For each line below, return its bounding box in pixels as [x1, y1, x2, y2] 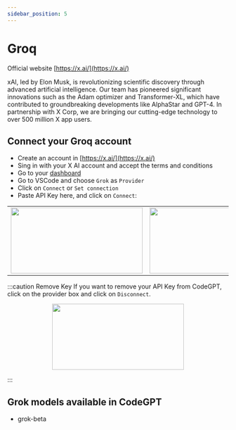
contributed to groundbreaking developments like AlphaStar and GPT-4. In [7, 100, 223, 108]
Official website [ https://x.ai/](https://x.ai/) [7, 64, 130, 72]
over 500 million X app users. [7, 115, 93, 123]
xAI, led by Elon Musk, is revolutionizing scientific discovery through [7, 77, 205, 86]
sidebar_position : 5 [7, 10, 68, 18]
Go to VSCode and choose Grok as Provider [17, 177, 145, 185]
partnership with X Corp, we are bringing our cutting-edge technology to [7, 107, 218, 116]
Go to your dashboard [17, 169, 81, 177]
